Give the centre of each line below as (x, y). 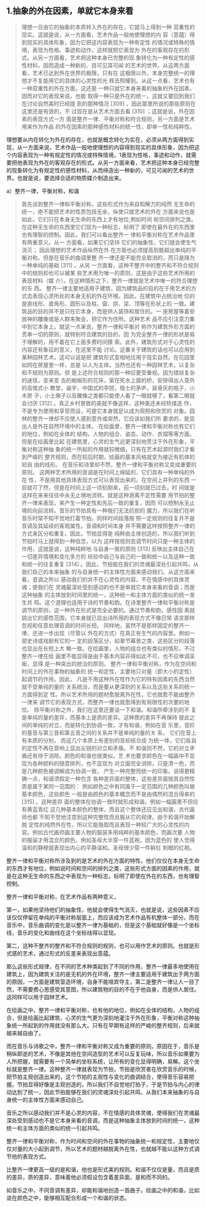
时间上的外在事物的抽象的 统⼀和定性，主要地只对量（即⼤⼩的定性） (108, 671)
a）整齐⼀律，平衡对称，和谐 (43, 191)
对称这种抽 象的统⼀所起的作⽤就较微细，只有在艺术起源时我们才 (108, 449)
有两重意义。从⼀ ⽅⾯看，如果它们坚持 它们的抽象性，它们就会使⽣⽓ (109, 242)
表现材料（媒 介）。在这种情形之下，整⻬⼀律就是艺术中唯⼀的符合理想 (109, 280)
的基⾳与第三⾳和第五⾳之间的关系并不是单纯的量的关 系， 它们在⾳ (106, 733)
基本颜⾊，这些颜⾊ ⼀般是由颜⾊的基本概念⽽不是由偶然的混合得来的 (108, 794)
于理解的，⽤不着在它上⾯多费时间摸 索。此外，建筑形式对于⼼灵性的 (108, 341)
